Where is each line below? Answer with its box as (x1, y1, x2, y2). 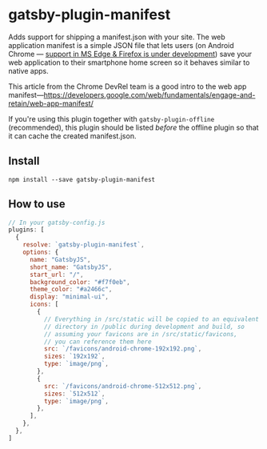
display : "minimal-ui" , (29, 293, 110, 301)
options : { (22, 248, 59, 257)
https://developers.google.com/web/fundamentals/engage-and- (43, 90, 256, 99)
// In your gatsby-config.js (8, 218, 106, 227)
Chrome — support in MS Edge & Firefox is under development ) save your (8, 49, 252, 58)
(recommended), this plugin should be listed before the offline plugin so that (8, 122, 259, 132)
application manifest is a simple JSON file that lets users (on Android (8, 40, 234, 50)
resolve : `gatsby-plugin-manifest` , (22, 241, 145, 249)
